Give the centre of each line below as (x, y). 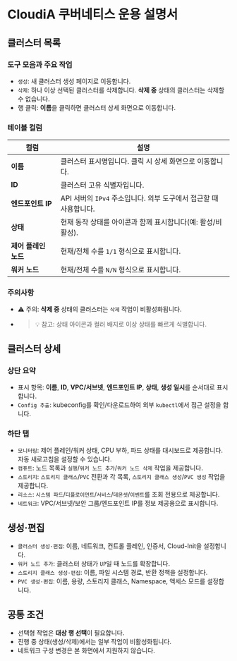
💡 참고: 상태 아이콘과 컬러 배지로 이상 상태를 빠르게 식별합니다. (121, 325)
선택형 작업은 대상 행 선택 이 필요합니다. (71, 633)
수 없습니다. (34, 99)
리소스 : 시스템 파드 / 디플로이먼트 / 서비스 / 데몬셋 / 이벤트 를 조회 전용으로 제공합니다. (119, 495)
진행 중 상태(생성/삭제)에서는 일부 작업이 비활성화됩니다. (94, 642)
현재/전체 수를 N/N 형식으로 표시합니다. (121, 270)
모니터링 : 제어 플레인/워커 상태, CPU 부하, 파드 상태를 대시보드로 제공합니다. (120, 450)
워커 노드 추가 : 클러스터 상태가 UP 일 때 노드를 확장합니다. (94, 564)
